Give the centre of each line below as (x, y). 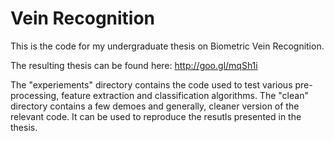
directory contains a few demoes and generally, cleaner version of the (155, 106)
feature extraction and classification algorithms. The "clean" (185, 95)
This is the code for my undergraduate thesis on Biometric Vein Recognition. (167, 46)
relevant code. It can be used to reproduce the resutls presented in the (156, 116)
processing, (35, 95)
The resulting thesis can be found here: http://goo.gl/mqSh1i (134, 65)
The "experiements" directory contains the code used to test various (151, 84)
